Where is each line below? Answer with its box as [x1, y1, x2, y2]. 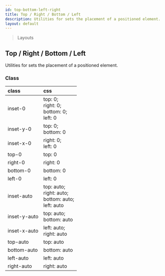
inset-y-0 [7, 126, 32, 133]
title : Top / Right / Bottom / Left [5, 12, 81, 17]
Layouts [17, 35, 34, 41]
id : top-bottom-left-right [5, 7, 61, 12]
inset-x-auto [7, 227, 39, 234]
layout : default [5, 21, 39, 26]
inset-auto [7, 193, 33, 200]
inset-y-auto [7, 213, 39, 220]
